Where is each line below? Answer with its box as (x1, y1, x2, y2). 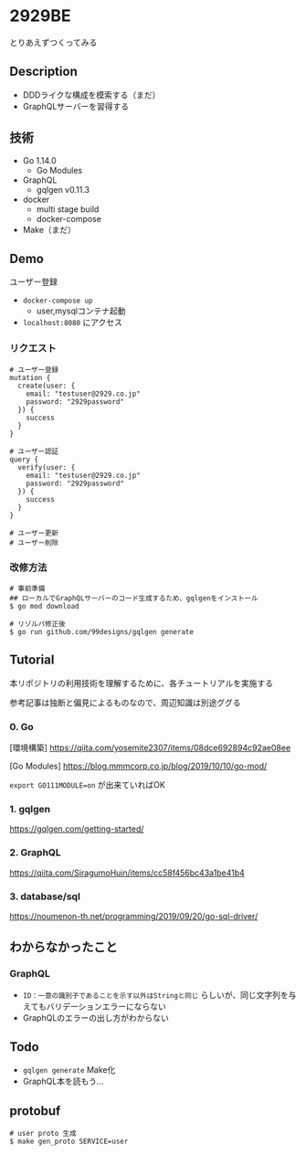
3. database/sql (9, 890, 80, 903)
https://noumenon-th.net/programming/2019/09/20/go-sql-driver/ (9, 910, 259, 921)
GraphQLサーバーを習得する (22, 101, 130, 111)
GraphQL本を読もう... (22, 1076, 104, 1087)
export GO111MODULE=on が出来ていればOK (9, 779, 166, 790)
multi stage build (36, 203, 100, 215)
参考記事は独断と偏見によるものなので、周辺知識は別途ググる (9, 696, 241, 708)
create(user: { (17, 381, 76, 390)
